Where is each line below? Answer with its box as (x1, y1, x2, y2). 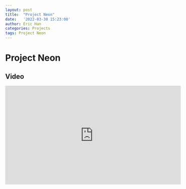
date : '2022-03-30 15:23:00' (5, 17, 71, 22)
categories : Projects (5, 26, 51, 31)
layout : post (5, 7, 33, 13)
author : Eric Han (5, 21, 42, 27)
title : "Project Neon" (5, 12, 55, 17)
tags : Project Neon (5, 31, 46, 36)
